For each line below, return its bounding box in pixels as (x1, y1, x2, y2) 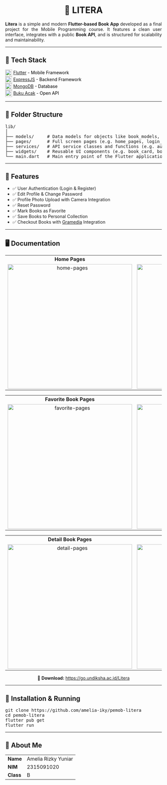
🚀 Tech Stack (5, 56, 47, 64)
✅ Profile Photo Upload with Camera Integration (12, 197, 110, 203)
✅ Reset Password (12, 202, 51, 208)
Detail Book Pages (48, 536, 92, 543)
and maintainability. (5, 37, 45, 43)
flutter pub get (5, 717, 45, 723)
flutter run (5, 722, 34, 728)
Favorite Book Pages (45, 396, 95, 403)
